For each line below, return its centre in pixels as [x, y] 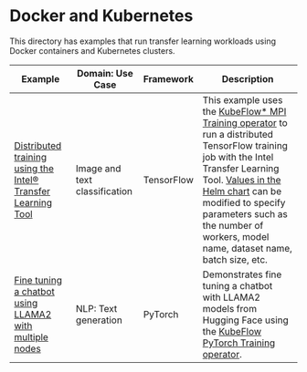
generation [100, 320]
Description [248, 78]
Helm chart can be [242, 191]
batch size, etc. [235, 259]
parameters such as [245, 213]
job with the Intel [238, 157]
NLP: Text [97, 308]
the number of [233, 225]
